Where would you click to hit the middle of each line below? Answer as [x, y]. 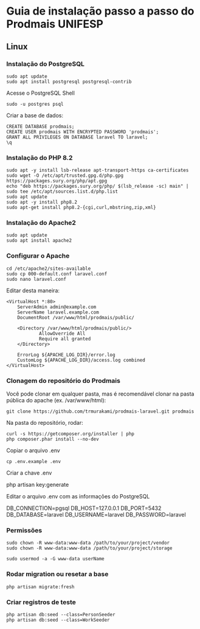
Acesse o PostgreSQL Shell [40, 93]
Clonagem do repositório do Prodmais [63, 380]
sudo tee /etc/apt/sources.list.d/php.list [62, 192]
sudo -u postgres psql [35, 104]
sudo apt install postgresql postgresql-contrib [69, 81]
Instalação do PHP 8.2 [40, 157]
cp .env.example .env [34, 462]
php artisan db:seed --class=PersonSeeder [61, 614]
